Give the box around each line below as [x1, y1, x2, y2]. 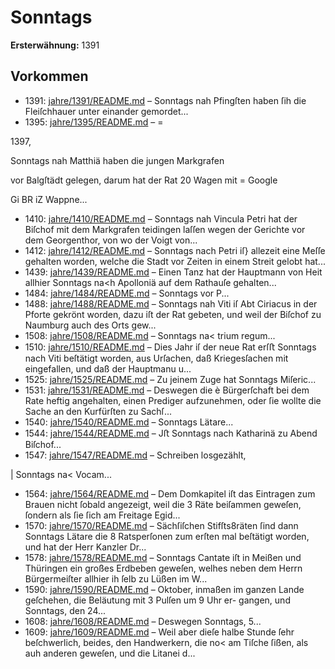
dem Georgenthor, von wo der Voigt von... [24, 234, 198, 246]
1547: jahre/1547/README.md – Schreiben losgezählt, [24, 449, 247, 461]
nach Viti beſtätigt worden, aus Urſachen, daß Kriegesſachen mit [24, 352, 289, 364]
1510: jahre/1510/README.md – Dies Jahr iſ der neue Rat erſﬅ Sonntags [24, 341, 317, 353]
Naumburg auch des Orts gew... [24, 319, 157, 331]
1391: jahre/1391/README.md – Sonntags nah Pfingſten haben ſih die [24, 94, 307, 106]
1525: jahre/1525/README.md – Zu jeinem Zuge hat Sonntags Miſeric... [24, 373, 317, 385]
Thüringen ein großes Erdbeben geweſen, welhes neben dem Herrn [24, 562, 303, 574]
